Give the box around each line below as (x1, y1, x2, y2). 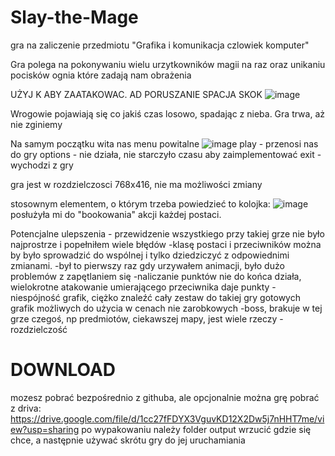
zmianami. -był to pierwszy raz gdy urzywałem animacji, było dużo (10, 259, 285, 271)
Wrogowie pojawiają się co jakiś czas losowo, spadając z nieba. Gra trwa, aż (10, 107, 325, 120)
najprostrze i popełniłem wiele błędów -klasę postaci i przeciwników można (10, 238, 322, 250)
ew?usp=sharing (10, 423, 80, 435)
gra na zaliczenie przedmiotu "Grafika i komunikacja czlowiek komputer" (10, 39, 310, 51)
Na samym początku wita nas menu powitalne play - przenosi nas (10, 137, 319, 150)
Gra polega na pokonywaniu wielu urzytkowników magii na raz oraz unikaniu (10, 58, 326, 70)
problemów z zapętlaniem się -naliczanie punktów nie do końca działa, (10, 270, 302, 282)
